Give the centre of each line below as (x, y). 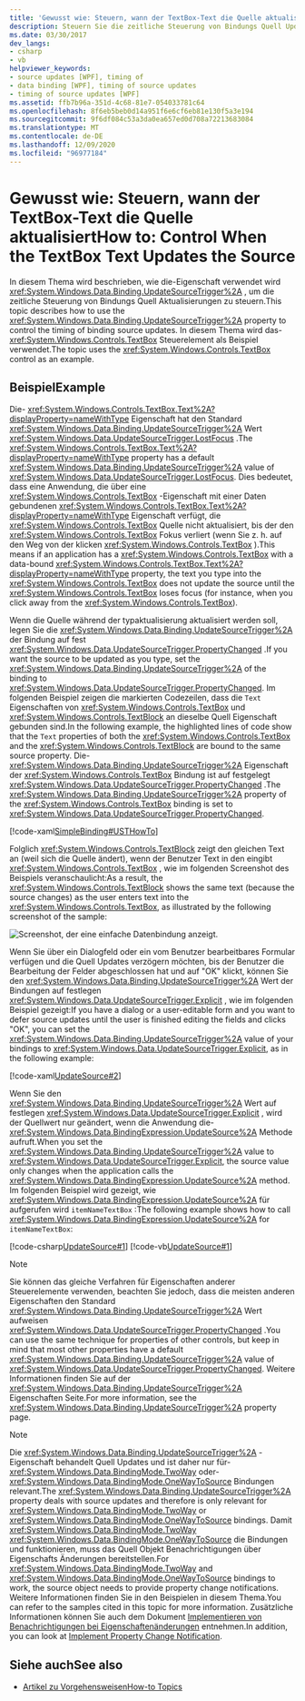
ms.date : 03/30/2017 (49, 35)
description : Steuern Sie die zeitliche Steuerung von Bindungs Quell (146, 26)
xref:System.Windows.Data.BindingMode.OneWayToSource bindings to (143, 1578)
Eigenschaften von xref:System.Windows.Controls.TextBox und (128, 707)
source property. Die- (50, 755)
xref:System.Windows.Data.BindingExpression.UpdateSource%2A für (140, 1200)
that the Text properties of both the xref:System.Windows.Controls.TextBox (150, 736)
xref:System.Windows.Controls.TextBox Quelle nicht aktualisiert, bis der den (152, 525)
